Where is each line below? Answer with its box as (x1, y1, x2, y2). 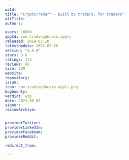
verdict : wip (5, 94, 32, 99)
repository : (5, 76, 30, 80)
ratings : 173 (5, 57, 32, 62)
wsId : (5, 7, 16, 12)
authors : (5, 21, 23, 26)
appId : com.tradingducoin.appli (5, 34, 71, 39)
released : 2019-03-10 (5, 39, 50, 44)
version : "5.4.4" (5, 48, 41, 53)
